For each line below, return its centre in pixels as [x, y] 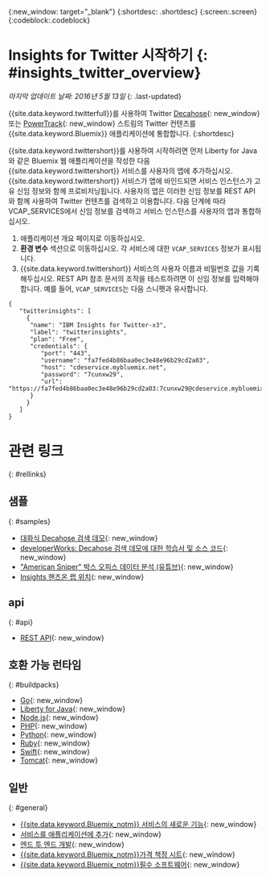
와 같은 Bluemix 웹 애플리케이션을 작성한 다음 [79, 160]
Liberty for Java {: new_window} [73, 709]
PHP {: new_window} [54, 726]
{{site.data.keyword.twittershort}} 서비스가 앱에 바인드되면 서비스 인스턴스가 [131, 181]
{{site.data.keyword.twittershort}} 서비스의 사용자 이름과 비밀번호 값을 [132, 268]
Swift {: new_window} [55, 752]
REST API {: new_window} [62, 638]
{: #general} [28, 808]
